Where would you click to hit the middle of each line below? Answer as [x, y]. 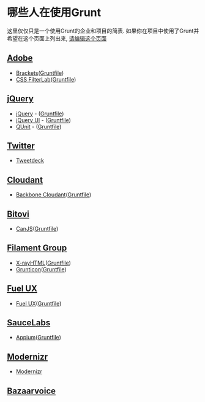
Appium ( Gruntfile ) [39, 338]
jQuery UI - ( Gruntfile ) [43, 120]
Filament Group [37, 248]
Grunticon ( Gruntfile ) [41, 269]
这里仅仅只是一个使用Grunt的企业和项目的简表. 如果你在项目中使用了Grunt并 [103, 31]
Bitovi [18, 214]
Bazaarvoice [32, 391]
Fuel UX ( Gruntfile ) [39, 303]
